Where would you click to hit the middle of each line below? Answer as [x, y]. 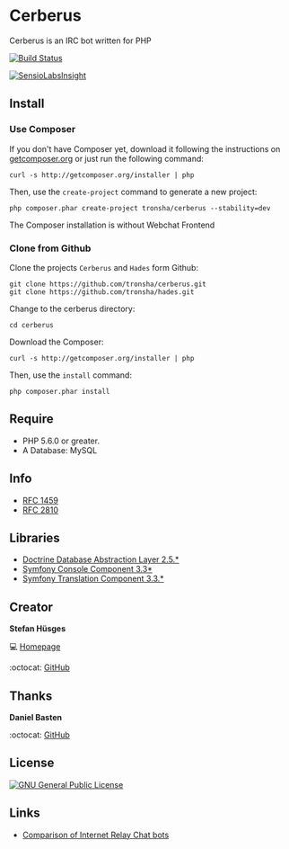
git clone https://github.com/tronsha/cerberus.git [108, 284]
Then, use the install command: [71, 375]
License [32, 763]
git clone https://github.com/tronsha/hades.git [102, 292]
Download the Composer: [57, 342]
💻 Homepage [35, 647]
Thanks [31, 696]
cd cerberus [31, 325]
